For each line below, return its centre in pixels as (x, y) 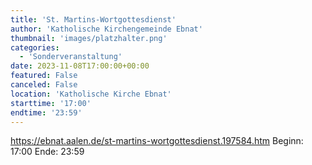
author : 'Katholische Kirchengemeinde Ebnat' (106, 29)
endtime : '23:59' (46, 112)
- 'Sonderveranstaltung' (71, 57)
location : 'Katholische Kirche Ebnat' (91, 94)
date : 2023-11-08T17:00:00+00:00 (80, 66)
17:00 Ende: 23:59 (47, 152)
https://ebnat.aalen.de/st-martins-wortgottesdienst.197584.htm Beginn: (157, 141)
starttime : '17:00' (51, 103)
